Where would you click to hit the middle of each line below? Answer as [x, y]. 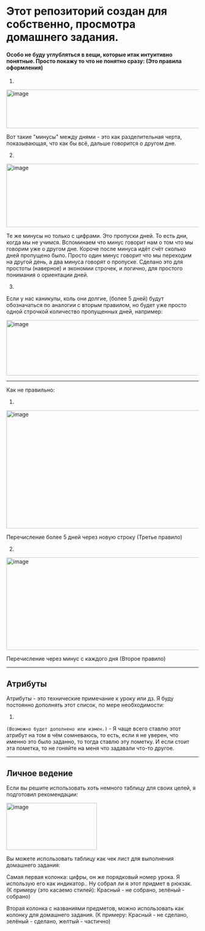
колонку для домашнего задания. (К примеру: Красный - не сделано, [97, 915]
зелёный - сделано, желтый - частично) [59, 921]
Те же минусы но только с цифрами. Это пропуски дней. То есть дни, [97, 236]
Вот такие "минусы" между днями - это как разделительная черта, [94, 137]
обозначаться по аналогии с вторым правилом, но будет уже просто [97, 305]
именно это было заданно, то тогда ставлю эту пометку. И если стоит [98, 742]
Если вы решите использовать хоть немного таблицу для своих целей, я [101, 788]
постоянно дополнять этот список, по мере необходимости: [85, 705]
